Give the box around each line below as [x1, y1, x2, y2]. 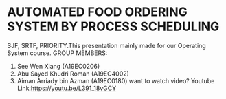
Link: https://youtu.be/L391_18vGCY [16, 84, 117, 92]
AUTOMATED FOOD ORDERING [7, 4, 188, 20]
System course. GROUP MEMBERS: [7, 49, 108, 57]
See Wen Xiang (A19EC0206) [16, 62, 100, 70]
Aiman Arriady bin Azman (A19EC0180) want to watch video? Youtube [16, 76, 215, 85]
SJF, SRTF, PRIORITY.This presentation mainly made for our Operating [7, 41, 206, 49]
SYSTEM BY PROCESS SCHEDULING [7, 19, 220, 34]
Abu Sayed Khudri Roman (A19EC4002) [16, 69, 129, 78]
